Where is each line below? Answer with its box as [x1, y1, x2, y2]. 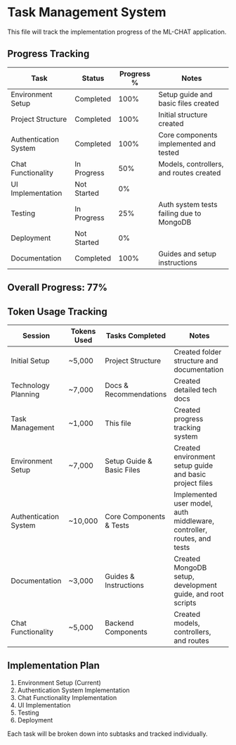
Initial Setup [11, 356, 50, 365]
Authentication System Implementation [17, 686, 130, 694]
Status [81, 73, 105, 83]
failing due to [157, 208, 202, 218]
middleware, [173, 515, 214, 525]
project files [173, 478, 213, 488]
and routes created [157, 168, 221, 177]
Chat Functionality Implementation [17, 693, 117, 701]
